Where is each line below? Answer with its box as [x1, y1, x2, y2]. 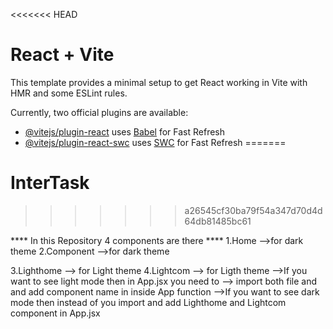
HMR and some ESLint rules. [10, 87, 128, 99]
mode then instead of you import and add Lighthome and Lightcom [10, 296, 287, 308]
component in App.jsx [10, 307, 101, 319]
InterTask [10, 172, 90, 194]
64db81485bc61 [184, 215, 252, 227]
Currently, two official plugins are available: [10, 106, 189, 118]
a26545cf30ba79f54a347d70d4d [184, 204, 323, 216]
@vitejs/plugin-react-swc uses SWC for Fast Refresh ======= [24, 136, 287, 148]
